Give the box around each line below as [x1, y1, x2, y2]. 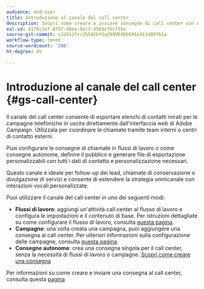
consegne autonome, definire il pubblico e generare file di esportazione [6, 150, 186, 158]
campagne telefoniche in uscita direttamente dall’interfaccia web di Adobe [6, 119, 192, 127]
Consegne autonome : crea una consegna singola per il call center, [15, 244, 183, 251]
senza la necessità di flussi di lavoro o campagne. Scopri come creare [15, 251, 191, 258]
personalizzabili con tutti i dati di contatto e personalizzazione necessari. [6, 157, 188, 164]
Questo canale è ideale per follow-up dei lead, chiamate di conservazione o [6, 169, 195, 176]
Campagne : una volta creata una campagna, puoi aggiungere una [15, 225, 180, 232]
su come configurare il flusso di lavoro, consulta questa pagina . [15, 218, 174, 226]
